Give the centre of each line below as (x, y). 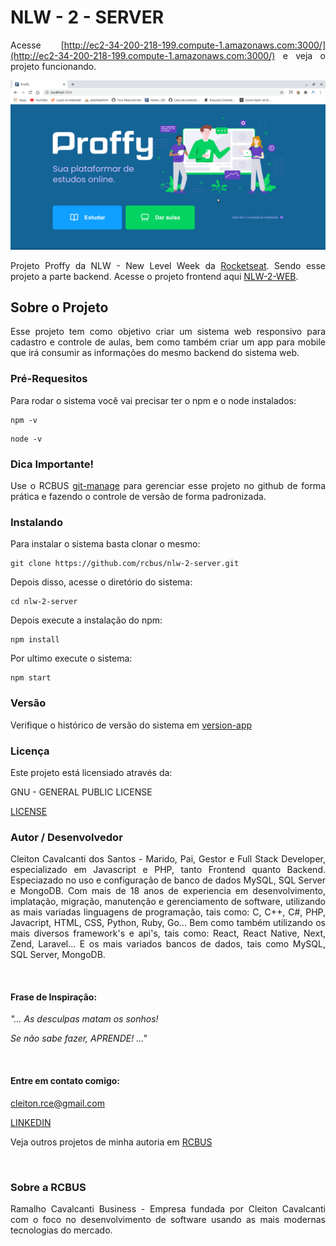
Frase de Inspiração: (54, 997)
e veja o (304, 55)
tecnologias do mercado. (61, 1230)
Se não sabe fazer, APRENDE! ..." (79, 1038)
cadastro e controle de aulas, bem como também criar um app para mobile (168, 342)
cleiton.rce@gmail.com (57, 1103)
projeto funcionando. (53, 66)
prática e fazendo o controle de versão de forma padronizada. (138, 497)
